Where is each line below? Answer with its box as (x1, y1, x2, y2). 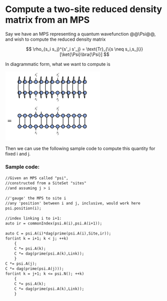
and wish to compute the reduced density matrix (5, 36, 106, 42)
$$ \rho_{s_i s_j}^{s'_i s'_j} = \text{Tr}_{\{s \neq (26, 46, 124, 52)
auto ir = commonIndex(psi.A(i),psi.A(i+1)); (5, 220, 102, 226)
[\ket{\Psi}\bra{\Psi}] (59, 51, 103, 57)
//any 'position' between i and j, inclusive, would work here (5, 200, 141, 206)
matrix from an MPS (5, 14, 90, 26)
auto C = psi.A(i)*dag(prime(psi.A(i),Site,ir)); (5, 231, 112, 236)
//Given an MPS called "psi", (5, 175, 69, 181)
